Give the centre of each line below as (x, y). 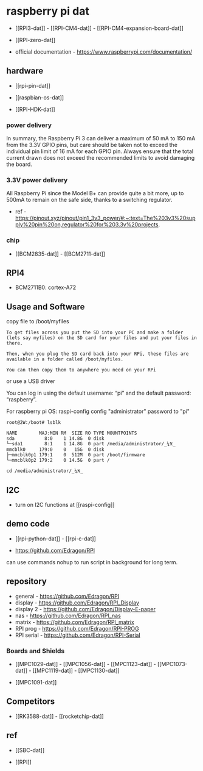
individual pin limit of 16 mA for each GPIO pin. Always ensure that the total (100, 151)
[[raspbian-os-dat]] (40, 97)
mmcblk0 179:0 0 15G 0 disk (55, 450)
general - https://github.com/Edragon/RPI (67, 596)
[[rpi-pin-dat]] (33, 85)
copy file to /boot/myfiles (38, 321)
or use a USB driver (31, 381)
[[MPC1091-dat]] (36, 682)
